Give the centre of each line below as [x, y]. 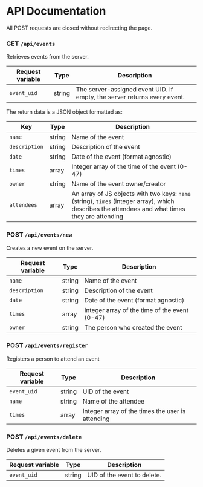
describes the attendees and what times [128, 209]
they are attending [98, 217]
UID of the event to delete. [124, 475]
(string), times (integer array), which [123, 201]
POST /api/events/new [39, 235]
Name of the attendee [114, 401]
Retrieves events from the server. [48, 57]
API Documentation [56, 11]
